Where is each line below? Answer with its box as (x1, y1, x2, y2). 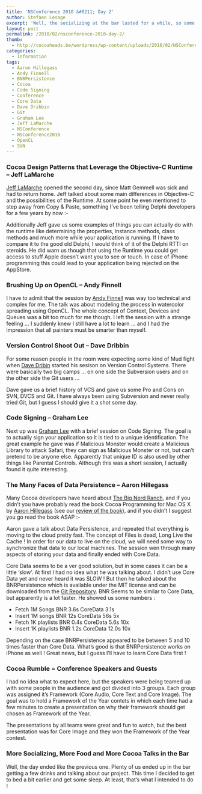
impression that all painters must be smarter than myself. (6, 326, 147, 334)
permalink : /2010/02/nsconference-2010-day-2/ (6, 31, 125, 37)
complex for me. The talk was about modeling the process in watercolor (6, 301, 185, 308)
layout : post (6, 25, 39, 32)
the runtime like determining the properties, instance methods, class (6, 227, 176, 234)
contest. (6, 734, 27, 742)
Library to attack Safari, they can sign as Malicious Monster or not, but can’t (6, 446, 194, 454)
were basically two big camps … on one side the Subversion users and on (6, 368, 189, 375)
